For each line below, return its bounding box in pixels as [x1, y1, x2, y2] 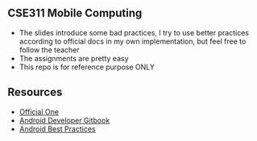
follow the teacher [19, 44, 80, 55]
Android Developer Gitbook [19, 115, 110, 125]
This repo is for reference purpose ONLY [19, 62, 155, 72]
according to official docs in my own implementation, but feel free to [19, 36, 247, 46]
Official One [19, 106, 60, 116]
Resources [7, 85, 63, 99]
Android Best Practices [19, 124, 96, 134]
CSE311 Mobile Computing [7, 6, 143, 20]
